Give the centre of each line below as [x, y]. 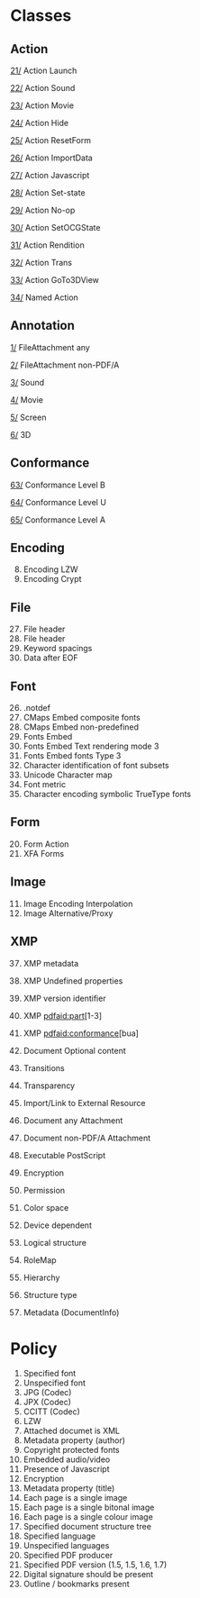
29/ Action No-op [43, 210]
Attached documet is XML [72, 1431]
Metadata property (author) [74, 1440]
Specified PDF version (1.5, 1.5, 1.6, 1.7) [95, 1565]
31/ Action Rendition [47, 245]
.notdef [36, 708]
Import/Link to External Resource [84, 1103]
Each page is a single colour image [88, 1517]
